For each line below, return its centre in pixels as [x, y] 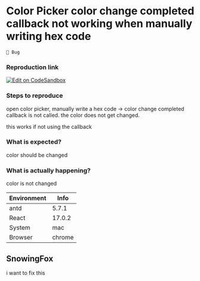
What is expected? [34, 142]
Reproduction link [33, 67]
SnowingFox [30, 259]
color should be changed [37, 155]
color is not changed [32, 184]
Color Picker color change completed [100, 11]
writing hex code [49, 36]
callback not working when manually [99, 24]
